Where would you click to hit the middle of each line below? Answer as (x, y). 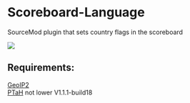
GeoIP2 (19, 85)
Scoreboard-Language (76, 12)
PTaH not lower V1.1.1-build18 (50, 92)
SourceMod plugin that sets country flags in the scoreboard (95, 32)
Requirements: (41, 68)
